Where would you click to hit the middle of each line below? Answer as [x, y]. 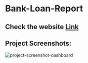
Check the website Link [42, 27]
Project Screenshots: [38, 43]
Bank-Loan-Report [44, 9]
